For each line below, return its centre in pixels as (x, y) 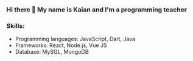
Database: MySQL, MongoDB (52, 52)
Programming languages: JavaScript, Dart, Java (75, 39)
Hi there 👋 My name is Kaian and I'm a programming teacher (97, 10)
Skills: (16, 25)
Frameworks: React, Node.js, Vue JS (61, 45)
